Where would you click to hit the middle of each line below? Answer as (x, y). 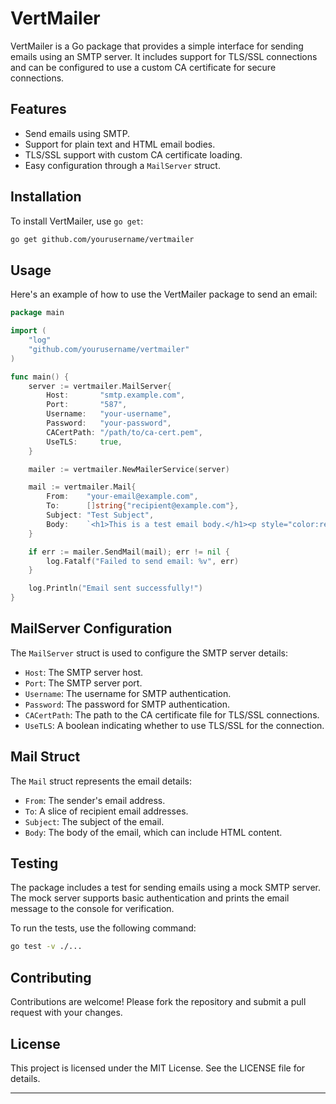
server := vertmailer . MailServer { (100, 386)
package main (37, 313)
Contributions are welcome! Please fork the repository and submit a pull (158, 1002)
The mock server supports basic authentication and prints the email (150, 898)
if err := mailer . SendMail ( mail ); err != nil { (129, 552)
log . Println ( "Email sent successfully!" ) (115, 588)
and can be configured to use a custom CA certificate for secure (143, 67)
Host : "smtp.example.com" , (116, 395)
